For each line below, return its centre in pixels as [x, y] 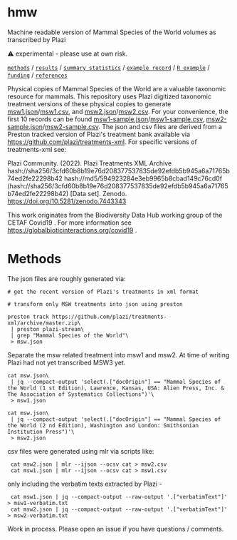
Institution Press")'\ [41, 432]
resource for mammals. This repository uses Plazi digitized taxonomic [110, 96]
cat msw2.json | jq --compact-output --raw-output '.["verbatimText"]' [119, 509]
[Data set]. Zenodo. [99, 193]
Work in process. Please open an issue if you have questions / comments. [116, 529]
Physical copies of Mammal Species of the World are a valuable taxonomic [117, 88]
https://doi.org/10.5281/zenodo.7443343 [67, 201]
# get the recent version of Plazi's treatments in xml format [103, 292]
